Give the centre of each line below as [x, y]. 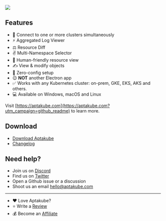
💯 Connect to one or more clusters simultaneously [63, 35]
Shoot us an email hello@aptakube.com [53, 186]
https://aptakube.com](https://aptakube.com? [63, 106]
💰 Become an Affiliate [35, 214]
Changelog [23, 144]
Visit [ [11, 106]
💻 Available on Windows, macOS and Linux [57, 94]
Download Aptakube [33, 138]
